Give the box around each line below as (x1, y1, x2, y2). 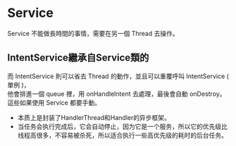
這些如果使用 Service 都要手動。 (7, 98, 101, 107)
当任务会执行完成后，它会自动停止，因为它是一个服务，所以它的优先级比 (17, 122, 228, 130)
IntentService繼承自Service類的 (7, 51, 149, 64)
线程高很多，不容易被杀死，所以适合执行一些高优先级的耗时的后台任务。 (17, 130, 228, 139)
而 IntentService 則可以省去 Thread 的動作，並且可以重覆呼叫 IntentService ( (7, 72, 229, 80)
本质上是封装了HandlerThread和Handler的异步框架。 (17, 113, 170, 121)
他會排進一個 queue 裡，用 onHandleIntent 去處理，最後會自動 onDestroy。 (7, 90, 226, 98)
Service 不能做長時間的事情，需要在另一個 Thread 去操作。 (7, 29, 179, 37)
